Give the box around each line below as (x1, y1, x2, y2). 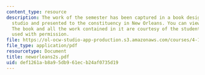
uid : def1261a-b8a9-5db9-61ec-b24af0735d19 (6, 59, 119, 65)
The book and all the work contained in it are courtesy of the (12, 25, 179, 32)
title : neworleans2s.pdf (6, 54, 70, 60)
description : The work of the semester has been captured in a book (6, 15, 184, 21)
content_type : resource (6, 8, 67, 15)
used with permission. (12, 31, 70, 37)
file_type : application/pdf (6, 43, 78, 49)
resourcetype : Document (6, 48, 67, 54)
